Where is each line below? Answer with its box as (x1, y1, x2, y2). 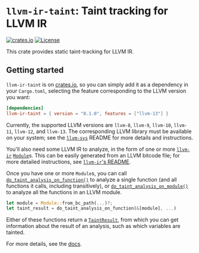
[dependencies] (6, 105, 44, 111)
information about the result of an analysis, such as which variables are (6, 223, 181, 230)
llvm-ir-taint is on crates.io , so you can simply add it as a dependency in (6, 81, 189, 88)
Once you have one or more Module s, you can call (6, 169, 127, 176)
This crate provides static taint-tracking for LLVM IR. (6, 48, 134, 55)
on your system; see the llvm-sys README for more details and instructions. (6, 134, 194, 141)
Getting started (6, 65, 64, 75)
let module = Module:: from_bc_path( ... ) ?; (6, 200, 113, 206)
